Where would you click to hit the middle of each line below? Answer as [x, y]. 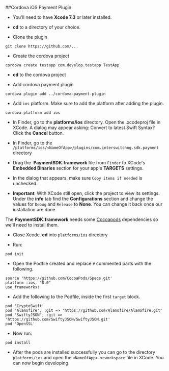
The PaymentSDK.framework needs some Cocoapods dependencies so [82, 219]
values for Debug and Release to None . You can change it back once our [88, 204]
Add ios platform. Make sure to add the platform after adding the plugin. [88, 103]
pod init [15, 254]
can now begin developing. [41, 363]
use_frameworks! [22, 287]
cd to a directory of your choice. [46, 27]
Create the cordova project [41, 56]
